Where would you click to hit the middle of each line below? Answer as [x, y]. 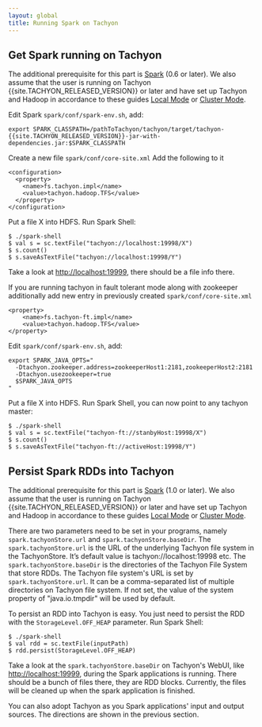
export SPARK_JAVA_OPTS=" [51, 361]
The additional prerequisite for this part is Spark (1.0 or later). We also [122, 490]
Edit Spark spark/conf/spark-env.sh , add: [76, 115]
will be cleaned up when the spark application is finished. [102, 690]
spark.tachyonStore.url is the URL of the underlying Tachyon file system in [131, 548]
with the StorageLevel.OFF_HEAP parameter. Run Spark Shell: [106, 622]
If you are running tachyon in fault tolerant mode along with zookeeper [123, 287]
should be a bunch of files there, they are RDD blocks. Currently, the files [127, 683]
